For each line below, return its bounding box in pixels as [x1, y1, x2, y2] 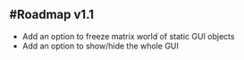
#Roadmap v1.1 [9, 7, 95, 22]
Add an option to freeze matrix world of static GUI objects [21, 30, 235, 41]
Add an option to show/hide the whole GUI [21, 40, 179, 51]
